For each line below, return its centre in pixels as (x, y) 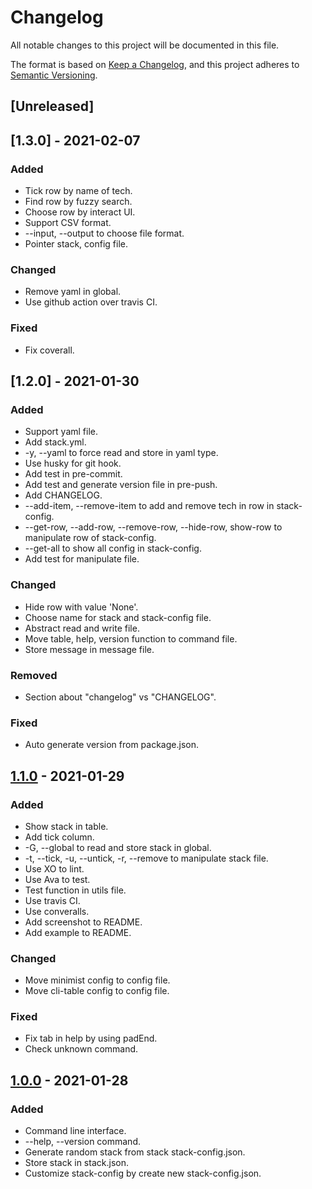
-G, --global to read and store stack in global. (118, 847)
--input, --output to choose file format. (104, 233)
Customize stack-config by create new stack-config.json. (143, 1173)
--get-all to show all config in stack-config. (113, 548)
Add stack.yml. (55, 442)
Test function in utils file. (75, 890)
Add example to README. (78, 932)
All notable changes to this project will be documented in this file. (145, 45)
